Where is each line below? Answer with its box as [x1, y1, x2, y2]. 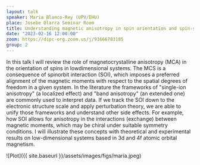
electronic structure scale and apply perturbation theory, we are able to [6, 102, 182, 110]
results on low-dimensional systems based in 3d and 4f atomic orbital [6, 134, 177, 141]
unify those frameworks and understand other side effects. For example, [6, 108, 184, 116]
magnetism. [6, 141, 35, 148]
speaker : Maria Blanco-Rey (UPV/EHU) [6, 14, 100, 20]
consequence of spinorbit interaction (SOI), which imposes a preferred [6, 71, 180, 78]
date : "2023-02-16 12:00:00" [6, 31, 79, 37]
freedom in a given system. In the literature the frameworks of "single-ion [6, 83, 186, 91]
